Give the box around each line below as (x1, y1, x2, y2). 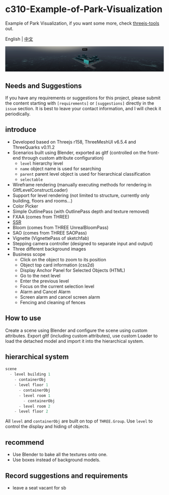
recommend (5, 438, 44, 447)
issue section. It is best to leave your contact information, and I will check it (5, 106, 161, 112)
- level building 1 (10, 372, 51, 377)
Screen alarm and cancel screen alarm (20, 294, 101, 300)
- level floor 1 (14, 383, 49, 388)
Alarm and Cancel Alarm (20, 289, 71, 295)
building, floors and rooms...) (12, 197, 73, 203)
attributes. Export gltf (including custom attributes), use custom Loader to (5, 332, 158, 338)
